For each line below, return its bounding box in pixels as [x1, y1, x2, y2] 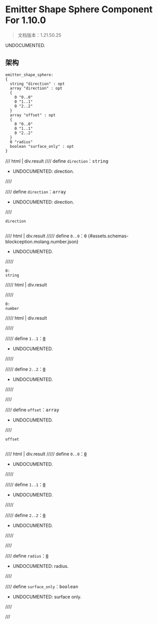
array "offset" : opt [10, 113, 56, 118]
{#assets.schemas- [88, 233, 129, 239]
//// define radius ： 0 [5, 552, 49, 559]
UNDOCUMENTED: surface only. [12, 593, 82, 599]
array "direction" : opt [10, 85, 63, 91]
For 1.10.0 [5, 14, 46, 26]
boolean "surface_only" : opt [10, 144, 74, 149]
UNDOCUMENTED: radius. [12, 563, 69, 569]
